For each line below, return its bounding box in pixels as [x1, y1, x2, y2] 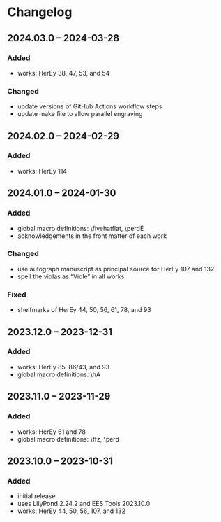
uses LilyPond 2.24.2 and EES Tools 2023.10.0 [17, 500, 151, 508]
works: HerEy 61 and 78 [17, 428, 86, 436]
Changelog [7, 4, 73, 20]
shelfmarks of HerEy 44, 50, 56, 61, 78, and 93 [17, 306, 151, 314]
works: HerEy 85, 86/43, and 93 [17, 362, 110, 371]
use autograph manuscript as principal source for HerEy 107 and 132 [17, 264, 215, 273]
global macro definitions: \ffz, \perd [17, 435, 120, 443]
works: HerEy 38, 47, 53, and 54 [17, 69, 110, 77]
